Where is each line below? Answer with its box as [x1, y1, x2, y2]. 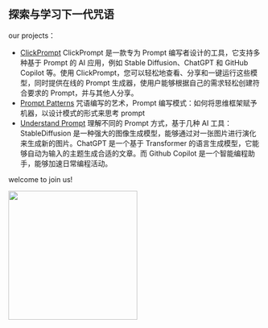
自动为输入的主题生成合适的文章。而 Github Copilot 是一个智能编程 [27, 148, 249, 158]
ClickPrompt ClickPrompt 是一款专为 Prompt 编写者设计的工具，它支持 [19, 48, 254, 57]
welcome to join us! [8, 174, 73, 184]
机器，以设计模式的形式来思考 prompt [19, 108, 146, 118]
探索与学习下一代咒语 [8, 7, 114, 22]
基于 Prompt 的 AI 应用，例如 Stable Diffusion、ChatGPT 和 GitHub [27, 57, 249, 67]
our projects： [8, 31, 56, 40]
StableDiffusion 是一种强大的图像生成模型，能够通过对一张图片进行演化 [19, 128, 257, 138]
